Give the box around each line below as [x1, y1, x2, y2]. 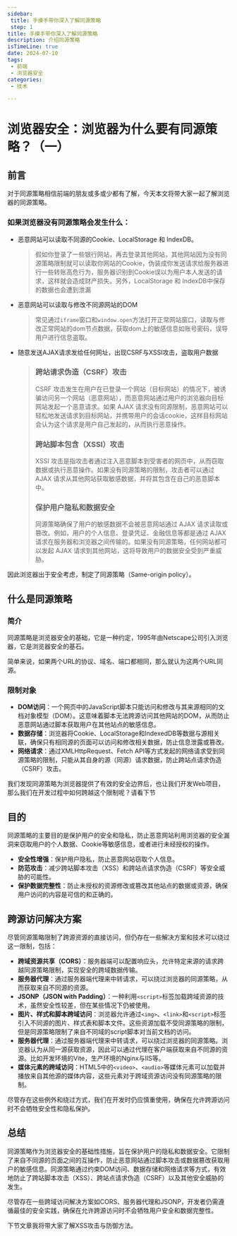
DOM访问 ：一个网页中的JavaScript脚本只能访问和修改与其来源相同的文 [17, 703, 224, 711]
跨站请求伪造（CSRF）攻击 [35, 367, 127, 377]
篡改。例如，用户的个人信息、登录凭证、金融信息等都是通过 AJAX [35, 529, 227, 537]
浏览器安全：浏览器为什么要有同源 [7, 121, 206, 138]
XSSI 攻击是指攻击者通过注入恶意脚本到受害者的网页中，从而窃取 [35, 457, 224, 465]
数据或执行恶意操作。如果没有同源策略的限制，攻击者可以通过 [35, 465, 215, 474]
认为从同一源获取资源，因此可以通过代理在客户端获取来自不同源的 [30, 1045, 222, 1054]
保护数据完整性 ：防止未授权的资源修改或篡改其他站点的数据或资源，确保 [17, 881, 228, 890]
